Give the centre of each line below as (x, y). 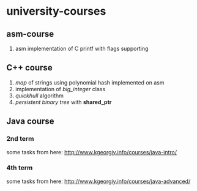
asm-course (30, 34)
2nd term (20, 139)
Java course (30, 122)
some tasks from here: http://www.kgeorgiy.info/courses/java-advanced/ (98, 181)
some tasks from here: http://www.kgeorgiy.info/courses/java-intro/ (92, 152)
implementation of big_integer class (60, 89)
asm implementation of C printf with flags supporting (82, 48)
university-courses (56, 11)
